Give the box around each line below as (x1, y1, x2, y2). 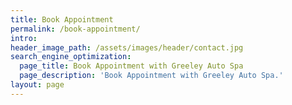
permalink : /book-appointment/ (10, 24, 141, 34)
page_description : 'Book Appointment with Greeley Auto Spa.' (19, 71, 284, 81)
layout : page (10, 80, 65, 90)
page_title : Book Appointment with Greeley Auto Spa (19, 61, 244, 71)
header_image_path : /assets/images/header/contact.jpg (10, 42, 244, 53)
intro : (10, 33, 38, 43)
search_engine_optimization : (10, 52, 132, 62)
